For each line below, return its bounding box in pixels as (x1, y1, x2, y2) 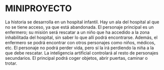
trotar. (5, 60, 17, 66)
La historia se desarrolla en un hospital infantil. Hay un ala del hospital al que (5, 19, 160, 25)
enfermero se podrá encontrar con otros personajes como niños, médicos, (5, 39, 156, 45)
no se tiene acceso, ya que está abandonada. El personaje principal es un (5, 24, 154, 30)
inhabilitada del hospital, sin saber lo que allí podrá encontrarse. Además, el (5, 35, 158, 40)
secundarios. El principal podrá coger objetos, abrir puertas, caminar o (5, 55, 148, 61)
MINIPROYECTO (5, 3, 72, 14)
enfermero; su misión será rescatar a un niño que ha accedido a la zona (5, 29, 150, 35)
